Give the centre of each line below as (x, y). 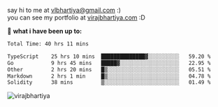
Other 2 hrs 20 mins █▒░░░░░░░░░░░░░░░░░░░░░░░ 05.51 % (109, 69)
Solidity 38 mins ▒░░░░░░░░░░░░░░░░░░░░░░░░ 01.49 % (109, 83)
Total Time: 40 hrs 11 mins (48, 44)
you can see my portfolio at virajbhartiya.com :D (76, 17)
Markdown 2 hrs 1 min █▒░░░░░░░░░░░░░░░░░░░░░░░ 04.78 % (109, 76)
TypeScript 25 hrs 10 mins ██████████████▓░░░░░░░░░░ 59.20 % (109, 56)
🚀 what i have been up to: (45, 31)
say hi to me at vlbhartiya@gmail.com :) (64, 10)
